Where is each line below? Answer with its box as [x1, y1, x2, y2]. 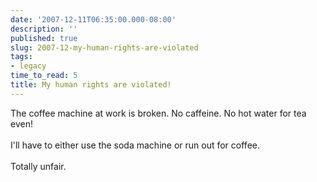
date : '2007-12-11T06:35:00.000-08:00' [10, 14, 177, 25]
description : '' [10, 24, 78, 34]
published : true [10, 33, 78, 43]
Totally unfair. [10, 160, 67, 172]
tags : [10, 52, 33, 62]
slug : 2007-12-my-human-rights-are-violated [10, 42, 199, 53]
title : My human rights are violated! [10, 80, 172, 90]
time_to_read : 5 [10, 71, 78, 81]
